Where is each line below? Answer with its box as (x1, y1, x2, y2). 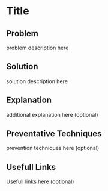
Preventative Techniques (6, 128, 102, 139)
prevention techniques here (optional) (6, 145, 100, 152)
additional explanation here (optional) (6, 111, 98, 118)
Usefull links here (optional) (6, 178, 74, 185)
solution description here (6, 77, 68, 85)
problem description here (6, 44, 69, 51)
